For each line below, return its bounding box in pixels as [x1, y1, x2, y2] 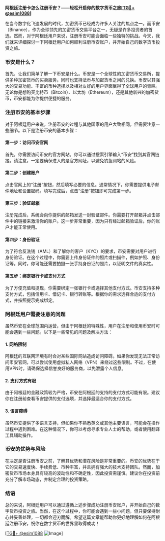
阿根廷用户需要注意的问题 [5, 311, 66, 318]
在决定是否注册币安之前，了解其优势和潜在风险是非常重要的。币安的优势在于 [5, 458, 160, 464]
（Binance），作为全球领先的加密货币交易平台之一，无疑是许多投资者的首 [5, 27, 153, 33]
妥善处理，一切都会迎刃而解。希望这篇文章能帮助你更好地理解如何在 [13, 514, 151, 520]
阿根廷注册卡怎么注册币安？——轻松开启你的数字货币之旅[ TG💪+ [5, 5, 135, 10]
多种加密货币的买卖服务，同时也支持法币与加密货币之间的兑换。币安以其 [9, 77, 156, 83]
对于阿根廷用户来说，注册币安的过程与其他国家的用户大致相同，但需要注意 [5, 121, 156, 127]
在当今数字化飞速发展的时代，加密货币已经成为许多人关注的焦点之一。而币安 [5, 21, 160, 26]
